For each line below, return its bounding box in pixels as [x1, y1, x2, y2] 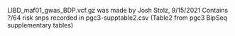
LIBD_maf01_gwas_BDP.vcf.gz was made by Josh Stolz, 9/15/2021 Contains [7, 6, 229, 14]
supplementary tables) [7, 21, 73, 29]
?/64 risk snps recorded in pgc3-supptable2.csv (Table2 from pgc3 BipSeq [7, 13, 228, 22]
